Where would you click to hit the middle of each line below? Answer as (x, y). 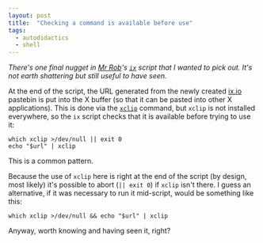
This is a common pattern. (51, 161)
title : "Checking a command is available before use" (101, 23)
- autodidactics (42, 38)
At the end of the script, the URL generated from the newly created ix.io (125, 91)
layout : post (30, 15)
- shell (28, 45)
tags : (17, 30)
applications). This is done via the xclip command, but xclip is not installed (132, 108)
